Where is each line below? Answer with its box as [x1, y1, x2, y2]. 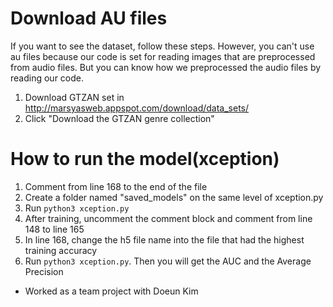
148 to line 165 [24, 223, 85, 235]
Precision [24, 265, 64, 277]
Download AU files [10, 7, 168, 30]
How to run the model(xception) [10, 148, 280, 171]
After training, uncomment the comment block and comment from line [24, 212, 313, 224]
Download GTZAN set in [24, 91, 125, 103]
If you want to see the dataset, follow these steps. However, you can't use [10, 40, 315, 52]
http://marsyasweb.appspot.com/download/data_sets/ [24, 102, 250, 114]
